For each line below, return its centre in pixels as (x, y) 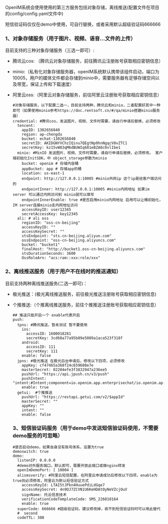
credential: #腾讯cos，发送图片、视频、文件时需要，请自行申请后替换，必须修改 (87, 121)
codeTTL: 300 (31, 517)
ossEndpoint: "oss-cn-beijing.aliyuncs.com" (69, 240)
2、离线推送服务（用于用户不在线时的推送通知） (63, 271)
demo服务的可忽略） (38, 435)
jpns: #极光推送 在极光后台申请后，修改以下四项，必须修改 (71, 361)
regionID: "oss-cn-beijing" (51, 223)
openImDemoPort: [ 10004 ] (45, 470)
